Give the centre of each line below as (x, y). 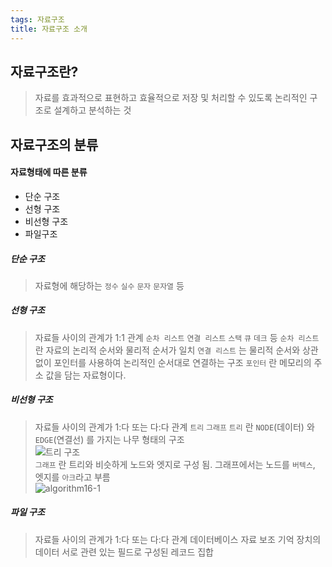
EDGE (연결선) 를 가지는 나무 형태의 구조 (109, 439)
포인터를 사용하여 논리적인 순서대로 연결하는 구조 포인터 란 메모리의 (182, 362)
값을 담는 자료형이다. (86, 375)
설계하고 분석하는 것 (92, 110)
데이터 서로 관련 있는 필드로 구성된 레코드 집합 (124, 552)
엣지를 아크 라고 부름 (72, 477)
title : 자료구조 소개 (49, 29)
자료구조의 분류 (54, 144)
